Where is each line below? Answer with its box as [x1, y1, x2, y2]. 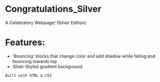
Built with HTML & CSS [5, 73, 52, 78]
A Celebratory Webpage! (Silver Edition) [5, 20, 86, 26]
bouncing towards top [12, 58, 57, 64]
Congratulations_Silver [5, 3, 102, 15]
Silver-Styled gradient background [12, 63, 83, 69]
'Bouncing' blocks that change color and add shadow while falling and [12, 53, 156, 59]
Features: [5, 37, 45, 48]
